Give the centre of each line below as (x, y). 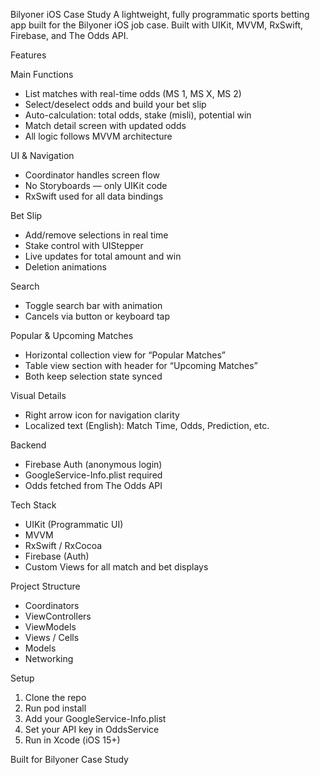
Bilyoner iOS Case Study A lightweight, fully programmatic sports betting (160, 14)
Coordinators (52, 605)
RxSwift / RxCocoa (63, 545)
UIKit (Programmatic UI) (74, 524)
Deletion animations (65, 267)
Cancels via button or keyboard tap (97, 316)
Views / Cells (52, 637)
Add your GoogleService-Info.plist (95, 718)
